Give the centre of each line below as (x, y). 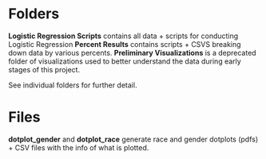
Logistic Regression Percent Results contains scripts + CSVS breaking (125, 44)
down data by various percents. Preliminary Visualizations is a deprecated (133, 52)
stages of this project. (44, 69)
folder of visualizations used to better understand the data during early (125, 61)
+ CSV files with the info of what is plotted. (79, 147)
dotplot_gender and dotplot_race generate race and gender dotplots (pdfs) (133, 139)
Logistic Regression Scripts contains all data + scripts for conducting (123, 36)
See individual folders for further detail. (73, 85)
